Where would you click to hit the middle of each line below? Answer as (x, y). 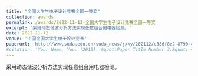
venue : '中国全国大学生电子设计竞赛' (47, 39)
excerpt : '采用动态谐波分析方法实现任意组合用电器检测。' (69, 28)
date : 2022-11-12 (27, 33)
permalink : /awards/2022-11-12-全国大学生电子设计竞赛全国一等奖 (81, 22)
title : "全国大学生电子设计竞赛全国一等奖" (53, 11)
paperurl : (18, 44)
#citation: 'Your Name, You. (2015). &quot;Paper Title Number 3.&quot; (97, 50)
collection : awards (30, 17)
